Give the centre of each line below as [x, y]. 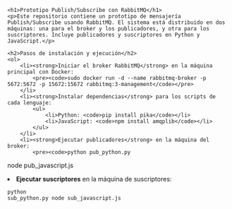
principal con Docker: [41, 72]
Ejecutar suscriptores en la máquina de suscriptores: [94, 179]
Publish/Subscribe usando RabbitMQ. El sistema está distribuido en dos [116, 23]
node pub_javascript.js [41, 165]
